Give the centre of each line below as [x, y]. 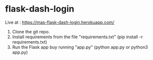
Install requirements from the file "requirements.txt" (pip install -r [77, 37]
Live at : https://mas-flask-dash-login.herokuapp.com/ [60, 22]
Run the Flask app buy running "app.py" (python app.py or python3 [80, 47]
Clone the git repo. [31, 31]
